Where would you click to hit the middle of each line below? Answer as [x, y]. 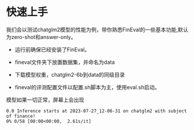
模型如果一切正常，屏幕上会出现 [45, 100]
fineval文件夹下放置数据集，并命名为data [65, 62]
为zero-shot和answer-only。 [41, 37]
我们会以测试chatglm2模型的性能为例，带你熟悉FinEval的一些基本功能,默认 [97, 30]
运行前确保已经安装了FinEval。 [52, 49]
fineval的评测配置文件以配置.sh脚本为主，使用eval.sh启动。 [87, 87]
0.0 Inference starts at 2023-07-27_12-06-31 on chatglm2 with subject [96, 111]
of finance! [21, 116]
